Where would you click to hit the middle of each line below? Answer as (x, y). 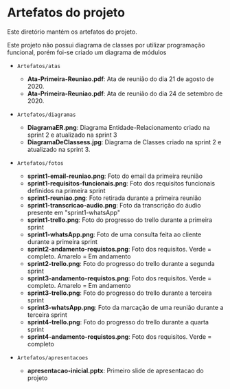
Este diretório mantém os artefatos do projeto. (72, 32)
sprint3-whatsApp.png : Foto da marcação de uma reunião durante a (125, 307)
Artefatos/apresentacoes (53, 358)
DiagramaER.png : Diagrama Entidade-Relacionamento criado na (119, 127)
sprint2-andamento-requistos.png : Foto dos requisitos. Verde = (119, 249)
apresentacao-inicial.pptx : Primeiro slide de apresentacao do (115, 370)
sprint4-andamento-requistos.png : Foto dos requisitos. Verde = (119, 336)
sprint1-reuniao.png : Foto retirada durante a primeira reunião (114, 198)
